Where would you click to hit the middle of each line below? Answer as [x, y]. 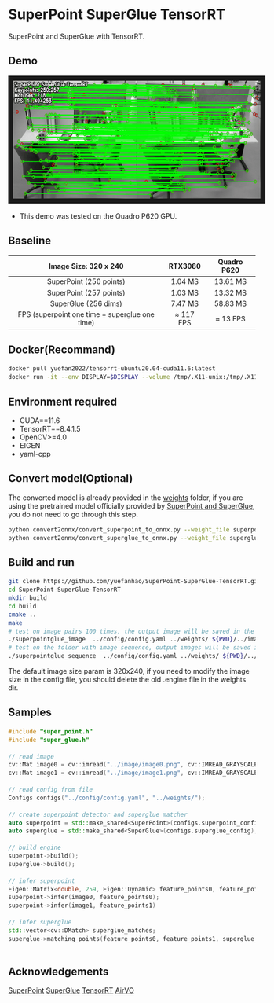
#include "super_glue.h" [49, 740]
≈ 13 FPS [230, 318]
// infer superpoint [42, 881]
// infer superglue [40, 922]
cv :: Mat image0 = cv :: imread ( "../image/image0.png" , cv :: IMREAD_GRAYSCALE [133, 765]
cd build [22, 606]
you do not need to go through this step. [73, 514]
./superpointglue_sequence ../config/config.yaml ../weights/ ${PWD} [126, 656]
